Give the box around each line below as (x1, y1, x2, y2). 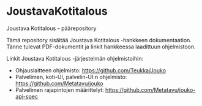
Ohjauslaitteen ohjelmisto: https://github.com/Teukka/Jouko (15, 66, 166, 74)
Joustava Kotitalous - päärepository (6, 25, 97, 32)
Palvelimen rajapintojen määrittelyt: (15, 86, 104, 93)
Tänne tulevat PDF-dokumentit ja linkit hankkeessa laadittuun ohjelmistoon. (6, 43, 196, 50)
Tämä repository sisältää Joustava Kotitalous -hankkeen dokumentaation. (6, 36, 192, 44)
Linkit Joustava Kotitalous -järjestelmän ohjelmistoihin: (6, 55, 144, 62)
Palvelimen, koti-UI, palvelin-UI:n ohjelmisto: (15, 73, 127, 80)
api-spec (15, 93, 39, 100)
